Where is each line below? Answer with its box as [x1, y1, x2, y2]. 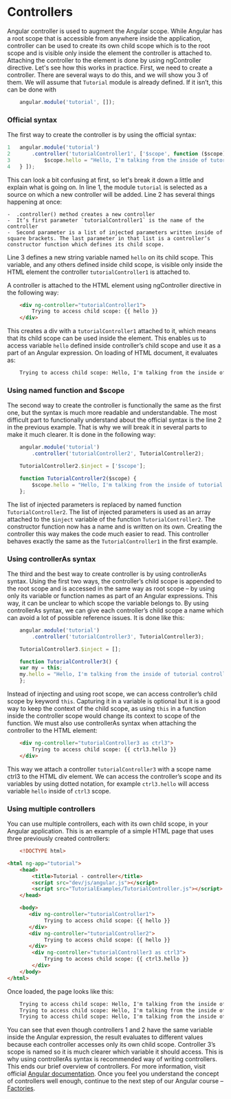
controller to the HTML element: [7, 727, 98, 735]
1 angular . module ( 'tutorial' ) [7, 144, 100, 151]
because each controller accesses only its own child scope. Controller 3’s [7, 1041, 216, 1049]
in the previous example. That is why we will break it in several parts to [7, 423, 208, 431]
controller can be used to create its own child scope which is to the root [7, 41, 210, 50]
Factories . [7, 1085, 36, 1093]
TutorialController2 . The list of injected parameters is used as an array [7, 507, 211, 516]
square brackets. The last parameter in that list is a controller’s [7, 235, 211, 242]
